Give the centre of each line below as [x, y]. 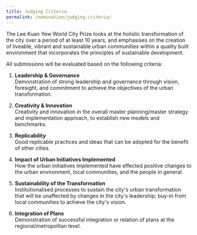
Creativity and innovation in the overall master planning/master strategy [101, 112]
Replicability [30, 135]
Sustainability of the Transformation [60, 183]
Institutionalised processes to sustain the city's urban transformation [98, 189]
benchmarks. [31, 124]
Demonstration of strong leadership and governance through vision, [97, 81]
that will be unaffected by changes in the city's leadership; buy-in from [100, 196]
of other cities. [32, 148]
